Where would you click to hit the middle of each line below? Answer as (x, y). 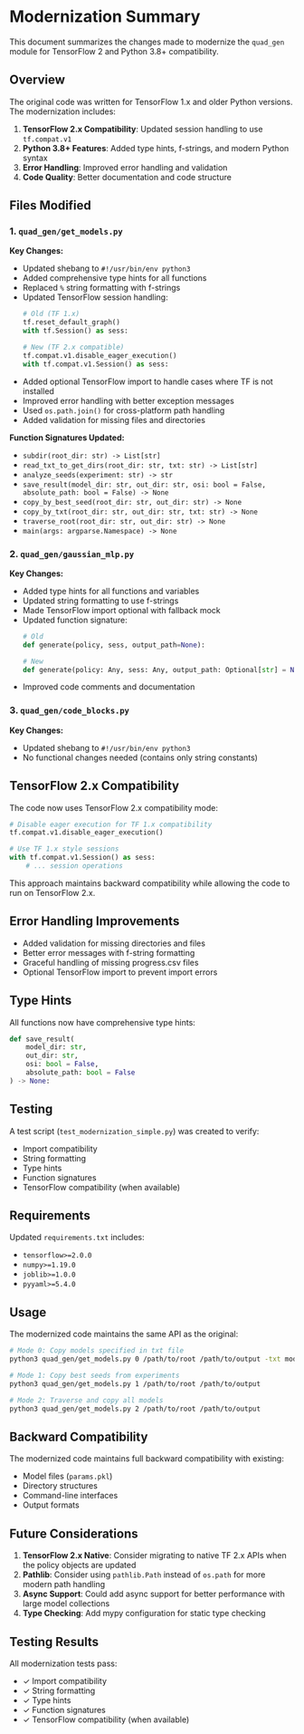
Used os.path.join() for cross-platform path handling (123, 410)
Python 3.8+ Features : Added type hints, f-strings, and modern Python (156, 148)
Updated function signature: (75, 620)
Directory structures (60, 1486)
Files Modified (51, 206)
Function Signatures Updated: (67, 438)
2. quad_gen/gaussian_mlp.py (72, 554)
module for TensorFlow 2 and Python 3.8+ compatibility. (114, 51)
